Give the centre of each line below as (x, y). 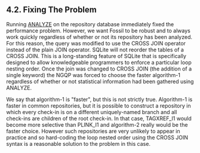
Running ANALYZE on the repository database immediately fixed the (90, 24)
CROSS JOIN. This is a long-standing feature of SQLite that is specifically (96, 56)
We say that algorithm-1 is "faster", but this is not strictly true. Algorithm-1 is (99, 99)
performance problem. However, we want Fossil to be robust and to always (99, 30)
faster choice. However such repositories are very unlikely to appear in (93, 131)
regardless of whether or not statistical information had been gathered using (100, 81)
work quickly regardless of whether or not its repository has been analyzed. (99, 37)
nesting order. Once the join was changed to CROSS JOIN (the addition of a (99, 69)
